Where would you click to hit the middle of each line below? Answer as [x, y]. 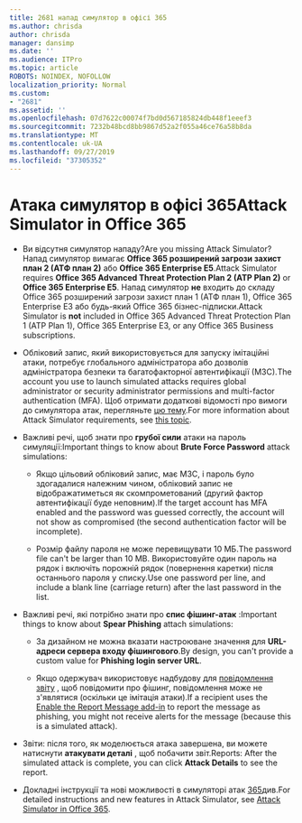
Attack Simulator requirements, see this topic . [107, 420]
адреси [50, 652]
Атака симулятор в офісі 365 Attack [148, 205]
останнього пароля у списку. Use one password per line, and [151, 578]
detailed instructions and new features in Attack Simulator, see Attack [151, 800]
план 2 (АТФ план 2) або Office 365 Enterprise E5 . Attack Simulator [150, 268]
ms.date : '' [32, 51]
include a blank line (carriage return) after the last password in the [159, 587]
